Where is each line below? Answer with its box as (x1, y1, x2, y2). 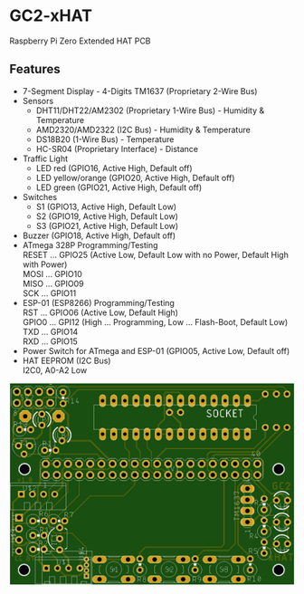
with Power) (22, 259, 68, 270)
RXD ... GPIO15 (22, 336, 79, 347)
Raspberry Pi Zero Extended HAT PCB (9, 35, 151, 46)
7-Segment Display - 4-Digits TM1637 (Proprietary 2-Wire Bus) (22, 85, 258, 96)
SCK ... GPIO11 (22, 287, 77, 299)
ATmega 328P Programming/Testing (22, 239, 158, 250)
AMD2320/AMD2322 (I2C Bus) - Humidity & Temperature (35, 124, 251, 135)
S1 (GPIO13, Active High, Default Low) (35, 201, 177, 212)
